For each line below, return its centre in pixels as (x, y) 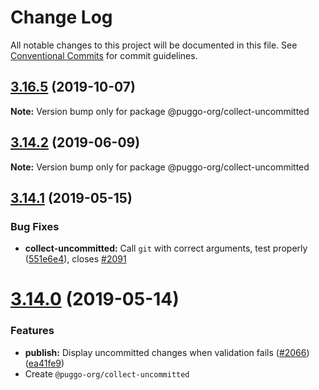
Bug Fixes (35, 226)
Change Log (61, 17)
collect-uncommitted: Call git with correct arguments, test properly (166, 248)
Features (32, 331)
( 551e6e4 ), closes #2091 (75, 259)
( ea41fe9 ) (44, 363)
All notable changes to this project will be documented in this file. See (154, 45)
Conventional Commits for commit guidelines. (104, 55)
